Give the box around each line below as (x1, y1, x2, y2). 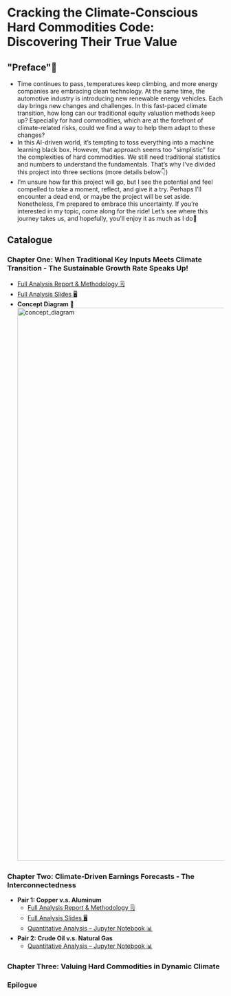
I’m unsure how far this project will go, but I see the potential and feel (16, 178, 213, 186)
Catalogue (7, 234, 53, 246)
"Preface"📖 (7, 61, 57, 73)
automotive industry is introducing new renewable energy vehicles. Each (16, 94, 223, 103)
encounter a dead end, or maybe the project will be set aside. (16, 193, 191, 200)
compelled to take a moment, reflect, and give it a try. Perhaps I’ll (16, 185, 201, 193)
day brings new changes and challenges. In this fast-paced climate (16, 102, 208, 109)
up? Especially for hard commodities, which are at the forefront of (16, 116, 204, 125)
